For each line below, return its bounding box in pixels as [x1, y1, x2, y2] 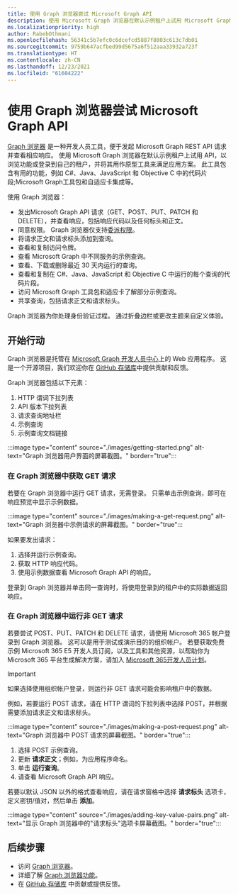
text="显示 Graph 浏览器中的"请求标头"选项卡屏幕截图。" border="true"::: [7, 818, 222, 827]
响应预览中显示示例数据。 [7, 497, 82, 506]
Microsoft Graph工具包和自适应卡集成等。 [15, 178, 138, 187]
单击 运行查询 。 [17, 763, 64, 772]
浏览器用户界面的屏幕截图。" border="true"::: [45, 452, 177, 460]
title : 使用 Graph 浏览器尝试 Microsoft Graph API [7, 10, 152, 18]
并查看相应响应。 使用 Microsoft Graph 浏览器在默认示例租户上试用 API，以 [7, 151, 227, 160]
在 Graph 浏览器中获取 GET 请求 [7, 471, 116, 481]
